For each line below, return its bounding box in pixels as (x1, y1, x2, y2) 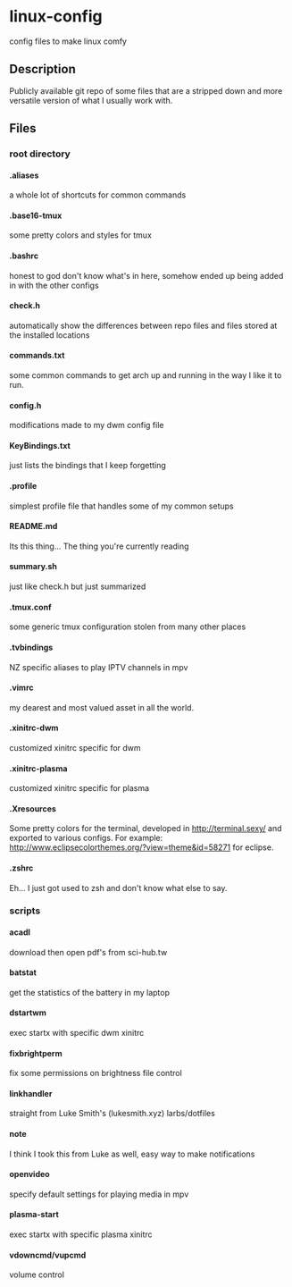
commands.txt (9, 350, 65, 361)
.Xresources (9, 803, 56, 814)
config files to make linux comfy (9, 36, 128, 46)
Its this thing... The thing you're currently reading (9, 541, 189, 551)
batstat (9, 967, 38, 978)
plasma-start (9, 1209, 60, 1220)
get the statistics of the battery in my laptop (9, 987, 170, 997)
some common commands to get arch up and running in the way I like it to (9, 370, 282, 381)
